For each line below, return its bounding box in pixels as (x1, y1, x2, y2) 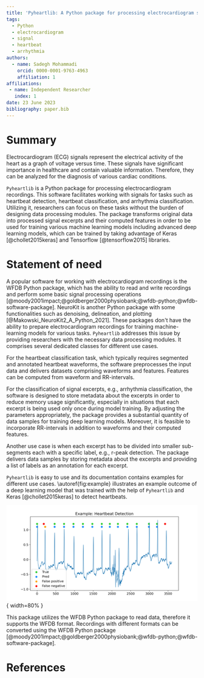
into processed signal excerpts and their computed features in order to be (6, 217, 191, 224)
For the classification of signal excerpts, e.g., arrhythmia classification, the (6, 385, 193, 393)
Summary (6, 133, 56, 147)
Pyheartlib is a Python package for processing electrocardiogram (6, 184, 171, 192)
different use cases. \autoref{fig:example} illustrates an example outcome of (6, 480, 197, 487)
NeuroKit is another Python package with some (57, 303, 175, 310)
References (6, 660, 66, 674)
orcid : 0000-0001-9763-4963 (17, 68, 88, 74)
